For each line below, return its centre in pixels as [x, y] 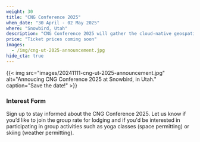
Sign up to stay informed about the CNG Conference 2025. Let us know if [96, 113]
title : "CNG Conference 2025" [44, 17]
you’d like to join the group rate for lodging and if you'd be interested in [93, 120]
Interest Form [26, 100]
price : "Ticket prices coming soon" [51, 39]
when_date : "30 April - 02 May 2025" [53, 23]
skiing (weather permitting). [40, 132]
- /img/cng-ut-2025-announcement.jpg [58, 51]
